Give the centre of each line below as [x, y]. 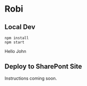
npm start [15, 42]
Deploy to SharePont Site [43, 67]
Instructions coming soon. [31, 78]
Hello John [15, 51]
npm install [17, 38]
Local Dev [20, 27]
